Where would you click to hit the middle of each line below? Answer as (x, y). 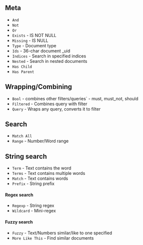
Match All (22, 136)
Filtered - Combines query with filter (50, 104)
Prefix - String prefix (33, 184)
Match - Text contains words (40, 179)
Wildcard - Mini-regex (34, 211)
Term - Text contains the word (42, 168)
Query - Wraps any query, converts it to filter (56, 109)
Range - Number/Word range (40, 141)
